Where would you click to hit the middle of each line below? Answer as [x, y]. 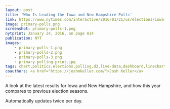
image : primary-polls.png [32, 24]
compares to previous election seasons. [47, 91]
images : [13, 43]
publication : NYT [24, 39]
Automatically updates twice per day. [44, 101]
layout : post [19, 10]
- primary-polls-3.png [38, 57]
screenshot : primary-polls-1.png [40, 29]
